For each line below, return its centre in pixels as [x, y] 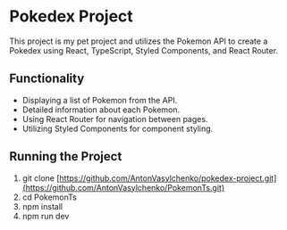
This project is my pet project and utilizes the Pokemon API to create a [139, 41]
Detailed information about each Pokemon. [101, 110]
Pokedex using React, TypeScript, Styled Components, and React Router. [144, 50]
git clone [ [41, 178]
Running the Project [66, 156]
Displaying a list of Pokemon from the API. [100, 100]
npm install [42, 206]
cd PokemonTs [50, 197]
